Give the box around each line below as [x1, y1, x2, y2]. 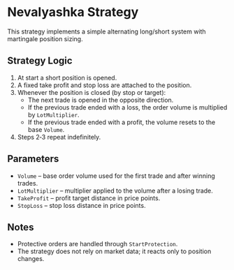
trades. [17, 179, 38, 187]
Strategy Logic [7, 55, 73, 67]
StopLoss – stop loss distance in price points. [17, 201, 146, 209]
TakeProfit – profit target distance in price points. [17, 193, 161, 202]
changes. [17, 255, 45, 263]
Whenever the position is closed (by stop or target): [17, 88, 166, 96]
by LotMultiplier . [27, 110, 80, 119]
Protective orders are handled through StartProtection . [17, 240, 178, 248]
